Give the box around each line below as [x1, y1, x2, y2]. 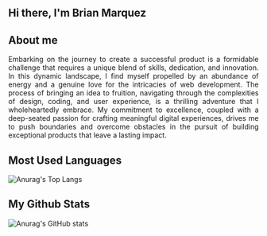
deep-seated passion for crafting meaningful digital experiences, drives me [8, 114, 259, 123]
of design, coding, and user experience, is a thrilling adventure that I [8, 97, 259, 106]
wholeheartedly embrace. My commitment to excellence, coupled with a [8, 105, 259, 114]
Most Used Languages [8, 153, 122, 167]
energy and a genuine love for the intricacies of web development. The [8, 79, 259, 90]
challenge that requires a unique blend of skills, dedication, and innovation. [8, 63, 259, 72]
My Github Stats [8, 198, 90, 211]
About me [8, 33, 58, 47]
